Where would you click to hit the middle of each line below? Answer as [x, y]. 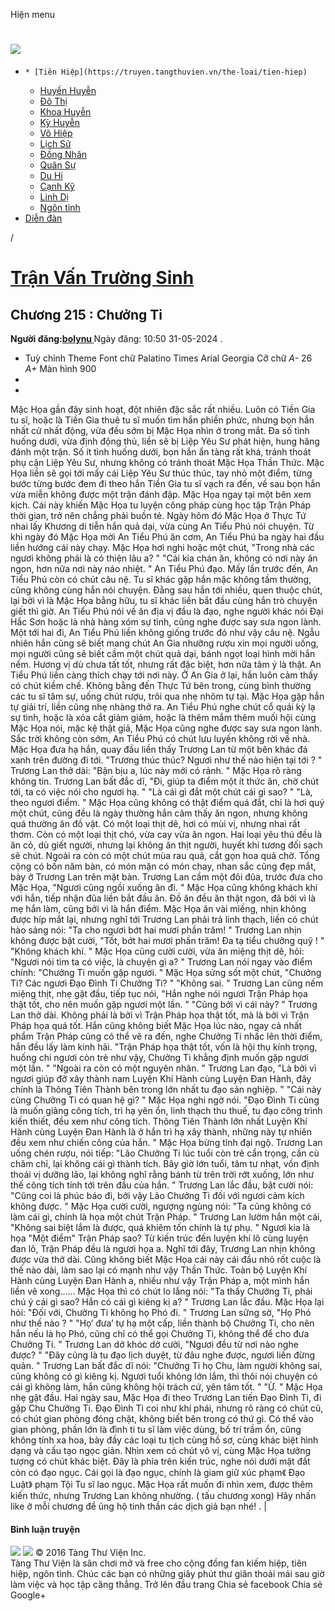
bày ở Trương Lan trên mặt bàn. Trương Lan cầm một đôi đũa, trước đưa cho [167, 876]
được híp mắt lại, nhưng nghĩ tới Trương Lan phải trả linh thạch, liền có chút [164, 919]
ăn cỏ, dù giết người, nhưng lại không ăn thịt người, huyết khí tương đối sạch [166, 845]
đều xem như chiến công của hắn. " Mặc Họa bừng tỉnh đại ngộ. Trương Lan [166, 1142]
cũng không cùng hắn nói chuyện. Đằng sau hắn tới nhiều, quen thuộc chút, [166, 590]
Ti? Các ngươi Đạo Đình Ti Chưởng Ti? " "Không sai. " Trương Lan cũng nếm [167, 983]
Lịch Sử [55, 143]
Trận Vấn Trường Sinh [102, 278]
